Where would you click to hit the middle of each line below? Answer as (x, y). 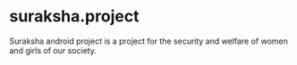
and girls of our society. (53, 50)
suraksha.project (74, 16)
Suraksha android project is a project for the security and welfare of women (149, 41)
